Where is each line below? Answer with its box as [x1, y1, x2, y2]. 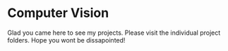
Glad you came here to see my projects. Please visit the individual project [7, 28, 221, 37]
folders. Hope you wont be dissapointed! [7, 35, 126, 44]
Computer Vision [7, 5, 109, 21]
